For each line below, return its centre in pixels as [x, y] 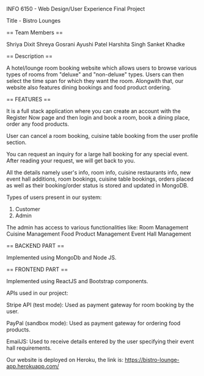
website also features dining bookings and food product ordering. [89, 87]
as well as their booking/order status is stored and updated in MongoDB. [97, 185]
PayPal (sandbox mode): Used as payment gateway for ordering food [93, 323]
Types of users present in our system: [54, 197]
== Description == [30, 56]
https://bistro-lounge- [152, 360]
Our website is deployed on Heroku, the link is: [65, 360]
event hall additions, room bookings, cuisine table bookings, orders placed [100, 179]
